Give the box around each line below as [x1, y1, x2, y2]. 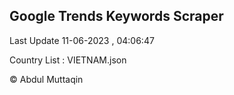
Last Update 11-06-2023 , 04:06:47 [9, 34, 155, 46]
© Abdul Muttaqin [9, 73, 84, 85]
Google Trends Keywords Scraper [9, 8, 224, 25]
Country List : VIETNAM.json [9, 54, 127, 66]
